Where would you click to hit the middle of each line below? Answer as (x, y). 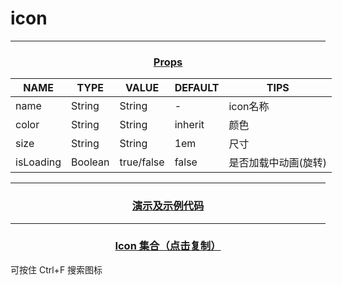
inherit (189, 125)
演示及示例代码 (168, 206)
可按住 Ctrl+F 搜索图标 (56, 269)
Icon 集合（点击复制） (168, 246)
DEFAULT (197, 88)
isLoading (38, 162)
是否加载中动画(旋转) (277, 163)
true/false (142, 162)
